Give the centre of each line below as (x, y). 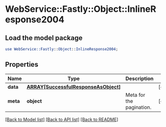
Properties (22, 64)
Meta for (135, 95)
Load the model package (44, 38)
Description (140, 79)
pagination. (138, 107)
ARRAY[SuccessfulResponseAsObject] (74, 86)
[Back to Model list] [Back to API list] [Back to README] (62, 119)
